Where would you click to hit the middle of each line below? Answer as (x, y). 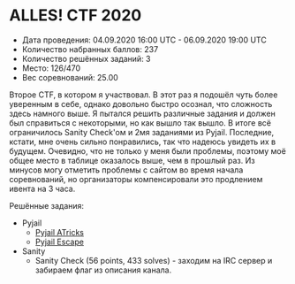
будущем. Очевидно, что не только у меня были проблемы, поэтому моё (148, 150)
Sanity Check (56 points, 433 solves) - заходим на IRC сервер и (154, 260)
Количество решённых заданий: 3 (87, 58)
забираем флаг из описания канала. (103, 270)
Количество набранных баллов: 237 (90, 49)
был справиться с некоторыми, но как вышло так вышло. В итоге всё (140, 123)
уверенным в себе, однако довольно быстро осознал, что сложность (141, 104)
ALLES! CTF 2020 (76, 15)
